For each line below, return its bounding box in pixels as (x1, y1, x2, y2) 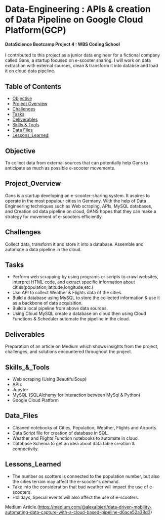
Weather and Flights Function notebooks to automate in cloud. (12, 435, 139, 441)
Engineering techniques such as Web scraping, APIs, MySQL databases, (5, 203, 153, 209)
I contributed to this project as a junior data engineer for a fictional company (5, 52, 160, 58)
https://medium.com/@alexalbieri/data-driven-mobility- (39, 504, 152, 510)
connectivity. (12, 446, 39, 452)
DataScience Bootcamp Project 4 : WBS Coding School (5, 41, 120, 47)
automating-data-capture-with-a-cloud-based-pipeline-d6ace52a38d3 (5, 509, 151, 515)
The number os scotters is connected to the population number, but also (12, 473, 160, 479)
